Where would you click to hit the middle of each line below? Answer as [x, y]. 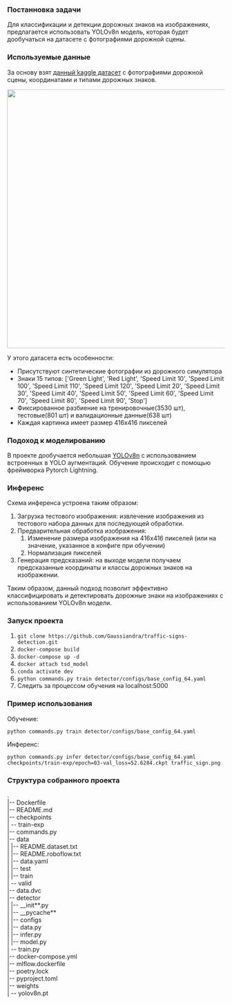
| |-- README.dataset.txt [42, 847]
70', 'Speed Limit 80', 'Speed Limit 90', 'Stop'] [82, 400]
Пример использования [50, 704]
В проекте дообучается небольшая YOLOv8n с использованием [102, 455]
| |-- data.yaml [28, 861]
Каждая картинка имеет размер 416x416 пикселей [92, 422]
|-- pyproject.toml [32, 978]
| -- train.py [23, 949]
